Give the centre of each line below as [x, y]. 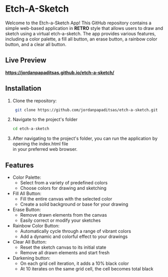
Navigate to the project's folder [45, 120]
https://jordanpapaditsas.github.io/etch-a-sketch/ [60, 72]
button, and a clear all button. [36, 44]
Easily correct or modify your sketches [60, 220]
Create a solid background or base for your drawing [74, 204]
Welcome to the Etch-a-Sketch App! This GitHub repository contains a [78, 23]
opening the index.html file [40, 144]
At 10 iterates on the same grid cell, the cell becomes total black [87, 269]
